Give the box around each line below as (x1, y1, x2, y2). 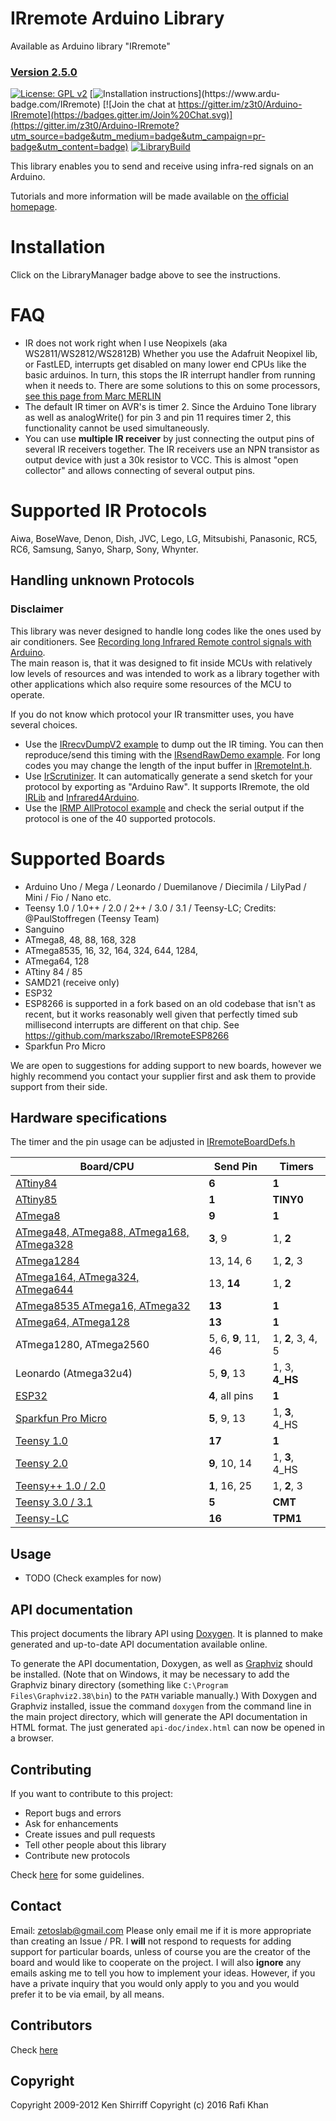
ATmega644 (15, 1283, 74, 1297)
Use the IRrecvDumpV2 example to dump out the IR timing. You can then (24, 738, 324, 750)
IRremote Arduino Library (10, 7, 225, 30)
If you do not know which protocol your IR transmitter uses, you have (10, 708, 295, 720)
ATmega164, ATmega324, (15, 1270, 140, 1284)
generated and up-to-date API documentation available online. (10, 1638, 268, 1651)
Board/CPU (79, 1160, 135, 1174)
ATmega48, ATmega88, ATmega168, (15, 1225, 190, 1239)
